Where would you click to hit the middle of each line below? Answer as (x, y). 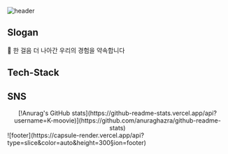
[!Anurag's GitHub (44, 113)
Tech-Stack (33, 73)
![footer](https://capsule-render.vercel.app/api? (76, 135)
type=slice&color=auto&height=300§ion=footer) (77, 143)
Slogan (23, 32)
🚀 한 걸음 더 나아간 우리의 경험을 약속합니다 (66, 50)
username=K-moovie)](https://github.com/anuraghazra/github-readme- (117, 121)
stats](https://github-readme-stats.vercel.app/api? (144, 113)
